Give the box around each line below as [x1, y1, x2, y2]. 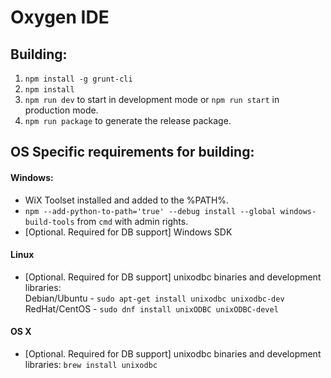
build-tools [24, 217, 75, 227]
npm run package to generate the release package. [24, 115, 232, 126]
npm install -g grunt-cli [24, 74, 133, 84]
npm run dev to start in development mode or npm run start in [24, 94, 280, 105]
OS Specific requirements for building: [10, 144, 255, 161]
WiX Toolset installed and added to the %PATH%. [24, 194, 230, 206]
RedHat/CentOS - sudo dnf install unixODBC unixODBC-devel [24, 302, 279, 315]
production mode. [24, 104, 99, 116]
